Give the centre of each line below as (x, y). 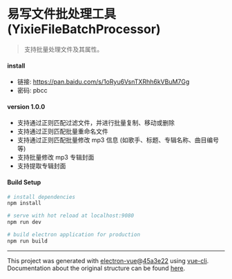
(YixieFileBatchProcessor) (84, 29)
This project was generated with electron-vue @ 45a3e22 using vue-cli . (108, 260)
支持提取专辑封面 (41, 166)
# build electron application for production (74, 235)
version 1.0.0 (26, 106)
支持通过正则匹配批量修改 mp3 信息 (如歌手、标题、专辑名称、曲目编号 (118, 140)
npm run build (28, 241)
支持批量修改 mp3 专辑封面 (56, 157)
